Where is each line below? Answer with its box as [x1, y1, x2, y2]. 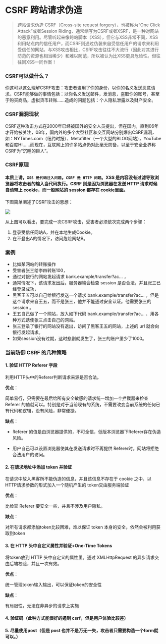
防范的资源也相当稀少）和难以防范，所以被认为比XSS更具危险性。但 [17, 53, 157, 58]
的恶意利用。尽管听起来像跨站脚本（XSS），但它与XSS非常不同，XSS [17, 34, 158, 40]
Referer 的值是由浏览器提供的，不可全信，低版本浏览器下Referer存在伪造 [12, 429, 161, 435]
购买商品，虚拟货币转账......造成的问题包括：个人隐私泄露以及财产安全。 [9, 97, 156, 103]
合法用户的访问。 [12, 452, 48, 458]
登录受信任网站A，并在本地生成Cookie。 [12, 229, 95, 235]
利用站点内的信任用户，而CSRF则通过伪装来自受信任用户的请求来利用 [17, 40, 160, 46]
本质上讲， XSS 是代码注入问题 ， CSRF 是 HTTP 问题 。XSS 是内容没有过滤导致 [5, 174, 155, 181]
